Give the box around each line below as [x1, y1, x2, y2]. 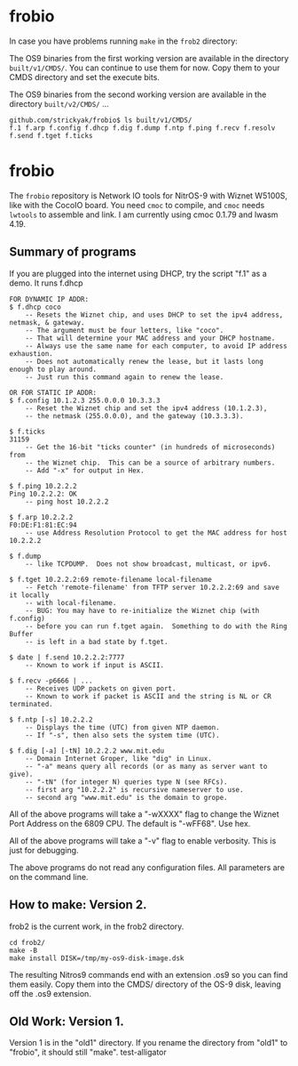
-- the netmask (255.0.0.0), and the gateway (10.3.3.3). [25, 411, 244, 420]
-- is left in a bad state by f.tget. [25, 637, 169, 646]
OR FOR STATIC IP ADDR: [9, 388, 98, 397]
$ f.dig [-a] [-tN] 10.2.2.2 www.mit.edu [9, 746, 165, 755]
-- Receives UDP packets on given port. [25, 683, 176, 693]
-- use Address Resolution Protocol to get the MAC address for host [25, 528, 288, 537]
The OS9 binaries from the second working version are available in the [9, 89, 267, 100]
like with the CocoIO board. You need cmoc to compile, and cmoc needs [9, 199, 265, 210]
